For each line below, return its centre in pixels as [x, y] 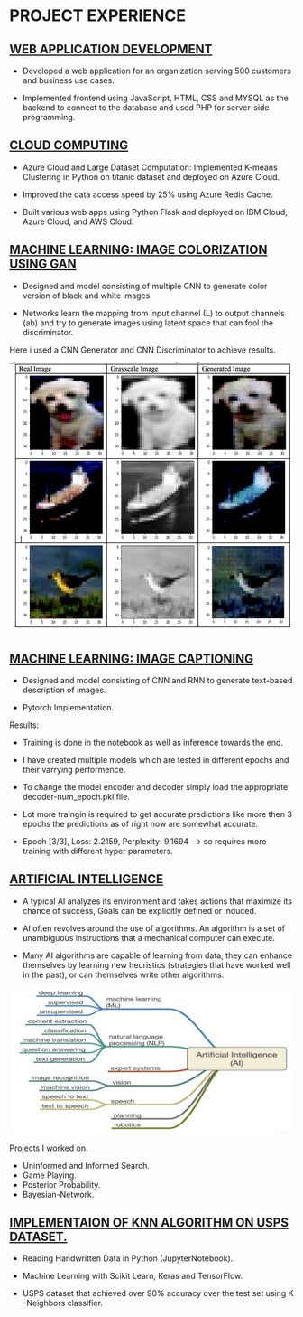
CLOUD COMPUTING [69, 146]
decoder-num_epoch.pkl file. [76, 796]
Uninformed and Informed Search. [86, 1165]
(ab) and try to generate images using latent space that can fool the [147, 323]
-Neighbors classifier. [63, 1303]
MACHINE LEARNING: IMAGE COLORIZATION [138, 250]
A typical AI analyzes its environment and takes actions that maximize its [157, 901]
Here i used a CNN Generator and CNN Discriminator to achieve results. [143, 350]
